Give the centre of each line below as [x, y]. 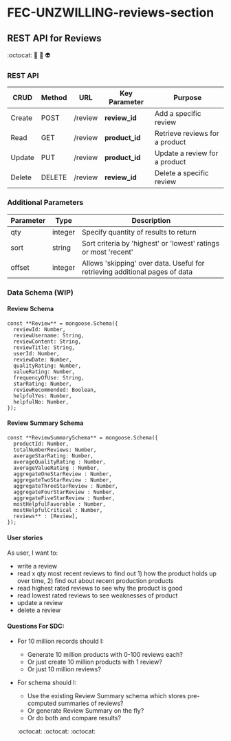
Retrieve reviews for [187, 134]
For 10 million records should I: [60, 641]
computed [42, 703]
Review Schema [31, 309]
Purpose [187, 98]
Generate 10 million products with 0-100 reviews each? [105, 655]
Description [151, 220]
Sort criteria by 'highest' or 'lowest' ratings [151, 243]
